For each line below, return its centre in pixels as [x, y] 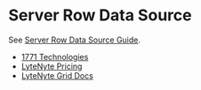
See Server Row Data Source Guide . [75, 40]
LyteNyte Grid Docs [57, 75]
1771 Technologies [55, 56]
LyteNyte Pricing [52, 66]
